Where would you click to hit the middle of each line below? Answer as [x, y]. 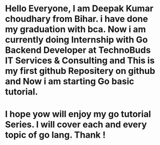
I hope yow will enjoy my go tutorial [78, 114]
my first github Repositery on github [80, 71]
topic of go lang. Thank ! [56, 135]
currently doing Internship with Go [77, 40]
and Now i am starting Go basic [70, 82]
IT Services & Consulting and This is [80, 60]
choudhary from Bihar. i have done [77, 19]
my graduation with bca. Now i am [76, 29]
